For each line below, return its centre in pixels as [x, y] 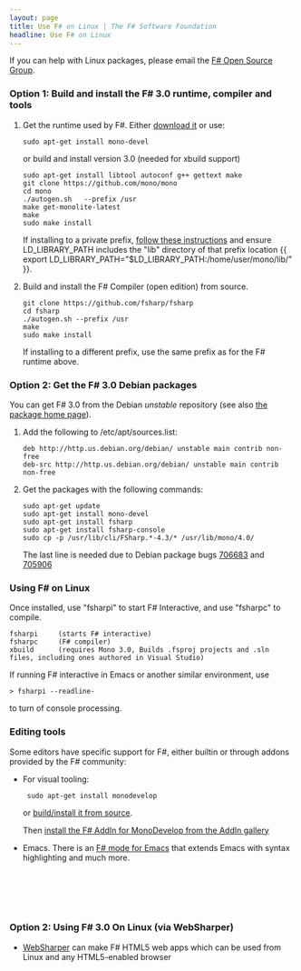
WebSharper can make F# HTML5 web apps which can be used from [151, 947]
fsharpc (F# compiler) [60, 642]
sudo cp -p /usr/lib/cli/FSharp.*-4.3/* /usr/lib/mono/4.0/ [138, 537]
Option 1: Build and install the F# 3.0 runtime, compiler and [141, 94]
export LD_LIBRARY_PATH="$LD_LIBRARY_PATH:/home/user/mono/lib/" [157, 259]
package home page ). [51, 414]
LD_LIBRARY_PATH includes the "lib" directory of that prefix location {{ [155, 249]
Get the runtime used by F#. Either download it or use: [123, 125]
